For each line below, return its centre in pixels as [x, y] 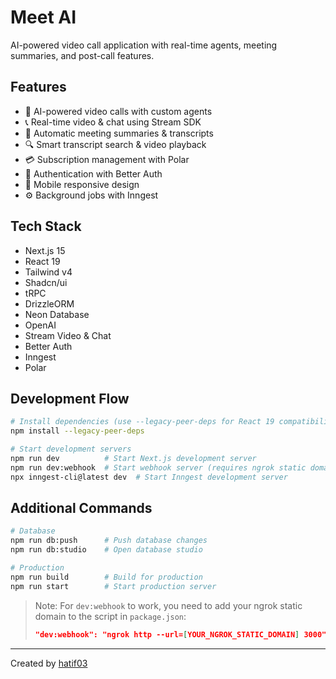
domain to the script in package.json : [110, 616]
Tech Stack [46, 226]
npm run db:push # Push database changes [109, 541]
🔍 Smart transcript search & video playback [115, 144]
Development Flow [70, 398]
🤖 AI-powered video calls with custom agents [118, 111]
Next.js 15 [45, 250]
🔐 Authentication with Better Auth [93, 173]
